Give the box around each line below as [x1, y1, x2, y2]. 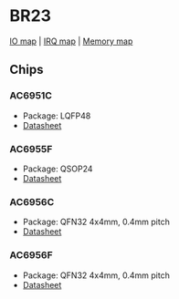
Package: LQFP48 [22, 110, 91, 121]
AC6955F [9, 142, 53, 155]
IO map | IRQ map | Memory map [9, 36, 133, 46]
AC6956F [9, 249, 53, 262]
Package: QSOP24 [22, 163, 93, 174]
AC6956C [9, 195, 55, 208]
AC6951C [9, 89, 53, 102]
